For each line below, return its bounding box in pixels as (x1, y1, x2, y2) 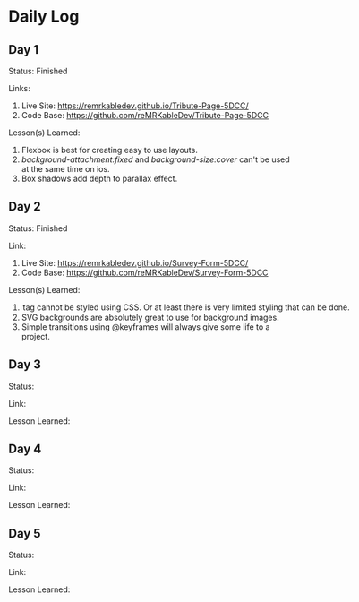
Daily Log (8, 6, 80, 27)
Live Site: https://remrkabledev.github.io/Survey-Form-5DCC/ (21, 257, 249, 268)
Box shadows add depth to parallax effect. (21, 173, 178, 184)
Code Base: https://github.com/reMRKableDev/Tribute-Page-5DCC (21, 110, 269, 120)
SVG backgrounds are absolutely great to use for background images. (21, 312, 279, 322)
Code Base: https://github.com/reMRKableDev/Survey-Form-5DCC (21, 267, 269, 278)
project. (21, 331, 50, 341)
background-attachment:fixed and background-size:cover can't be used (21, 154, 290, 165)
